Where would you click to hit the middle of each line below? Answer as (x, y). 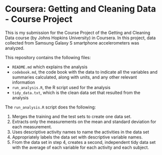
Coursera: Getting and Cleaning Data (81, 9)
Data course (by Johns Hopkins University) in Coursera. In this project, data (81, 38)
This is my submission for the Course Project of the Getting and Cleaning (78, 32)
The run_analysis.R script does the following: (51, 107)
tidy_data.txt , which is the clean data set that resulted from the (76, 93)
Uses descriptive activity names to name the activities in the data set (81, 132)
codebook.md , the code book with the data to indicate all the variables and (85, 72)
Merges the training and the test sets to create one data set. (72, 116)
